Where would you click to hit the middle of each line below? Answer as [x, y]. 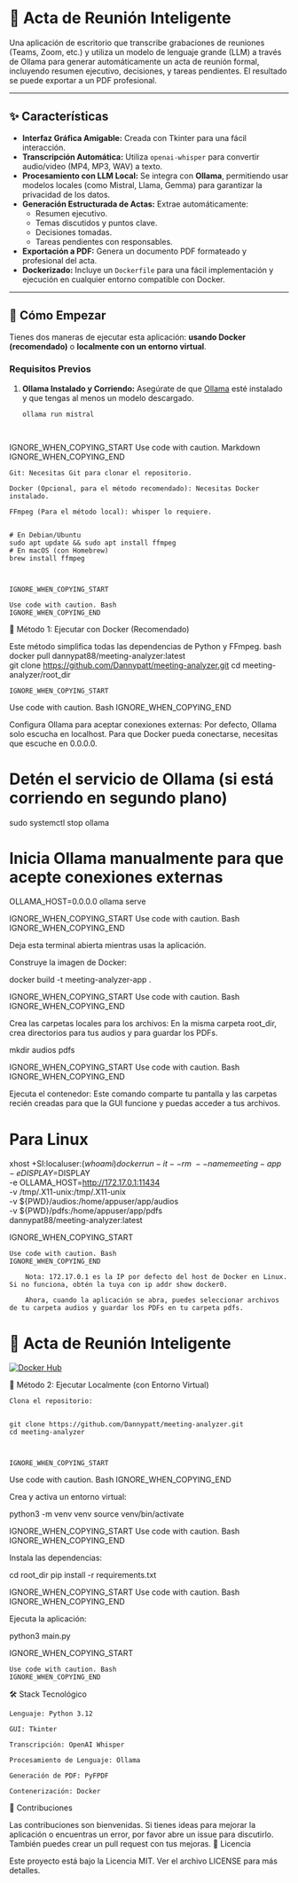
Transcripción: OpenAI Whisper [67, 1745]
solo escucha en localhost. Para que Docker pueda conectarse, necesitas [144, 734]
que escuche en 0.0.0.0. [53, 743]
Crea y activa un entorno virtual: [68, 1497]
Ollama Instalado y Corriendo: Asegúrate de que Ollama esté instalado [152, 388]
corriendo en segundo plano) [118, 798]
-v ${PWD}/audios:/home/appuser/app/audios [94, 1202]
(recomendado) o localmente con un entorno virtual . [108, 346]
